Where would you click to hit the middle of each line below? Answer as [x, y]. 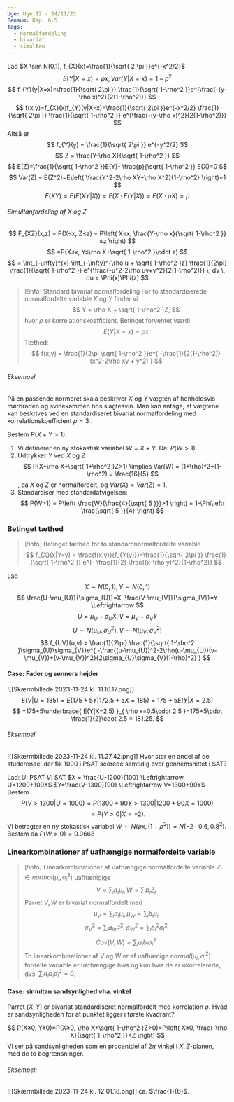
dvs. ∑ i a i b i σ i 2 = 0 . [50, 974]
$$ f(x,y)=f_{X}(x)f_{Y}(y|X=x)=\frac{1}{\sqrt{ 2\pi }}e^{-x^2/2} [106, 108]
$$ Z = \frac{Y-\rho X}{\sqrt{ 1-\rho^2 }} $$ [117, 156]
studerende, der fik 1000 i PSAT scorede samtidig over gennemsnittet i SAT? [117, 764]
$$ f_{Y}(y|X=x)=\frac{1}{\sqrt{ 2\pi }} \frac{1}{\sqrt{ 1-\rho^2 [96, 89]
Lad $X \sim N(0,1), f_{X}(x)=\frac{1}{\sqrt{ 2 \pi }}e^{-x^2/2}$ [96, 66]
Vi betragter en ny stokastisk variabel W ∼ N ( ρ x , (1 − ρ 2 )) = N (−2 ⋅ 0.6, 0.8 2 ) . [117, 826]
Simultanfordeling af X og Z [47, 212]
